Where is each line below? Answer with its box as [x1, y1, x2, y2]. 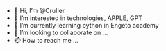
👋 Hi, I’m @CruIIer [13, 7, 65, 14]
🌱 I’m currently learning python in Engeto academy [13, 21, 159, 29]
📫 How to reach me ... [13, 37, 78, 44]
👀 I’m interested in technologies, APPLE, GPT [13, 14, 142, 22]
